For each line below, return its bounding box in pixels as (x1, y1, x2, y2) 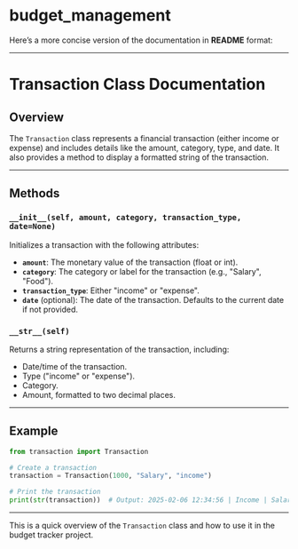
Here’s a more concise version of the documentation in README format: (9, 35, 273, 45)
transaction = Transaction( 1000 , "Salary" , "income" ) (9, 472, 213, 481)
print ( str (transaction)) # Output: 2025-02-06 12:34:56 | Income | (9, 496, 268, 505)
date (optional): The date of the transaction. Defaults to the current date (21, 294, 285, 305)
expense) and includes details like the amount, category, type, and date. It (9, 142, 280, 153)
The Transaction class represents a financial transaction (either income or (9, 132, 279, 143)
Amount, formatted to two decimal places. (21, 389, 176, 400)
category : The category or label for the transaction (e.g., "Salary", (21, 266, 262, 276)
